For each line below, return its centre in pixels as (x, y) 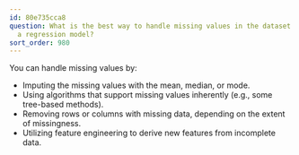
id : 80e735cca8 (38, 17)
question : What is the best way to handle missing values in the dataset (150, 26)
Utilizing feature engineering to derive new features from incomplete (149, 133)
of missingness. (52, 124)
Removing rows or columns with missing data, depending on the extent (154, 114)
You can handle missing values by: (73, 68)
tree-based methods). (63, 105)
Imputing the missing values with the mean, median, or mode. (136, 85)
